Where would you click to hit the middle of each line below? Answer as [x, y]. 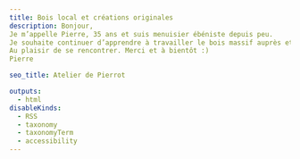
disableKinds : [36, 108]
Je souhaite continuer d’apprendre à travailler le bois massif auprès [145, 42]
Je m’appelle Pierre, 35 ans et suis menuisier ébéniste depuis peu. [142, 34]
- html [29, 99]
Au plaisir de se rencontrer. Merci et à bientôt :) [109, 51]
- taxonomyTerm [46, 133]
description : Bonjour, [51, 26]
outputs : [25, 91]
